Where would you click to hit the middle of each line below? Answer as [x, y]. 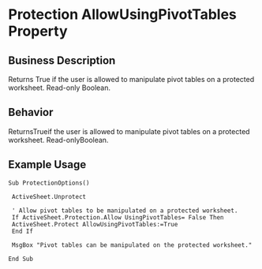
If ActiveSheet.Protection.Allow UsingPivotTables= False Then [118, 217]
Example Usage [47, 164]
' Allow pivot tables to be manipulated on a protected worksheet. [125, 211]
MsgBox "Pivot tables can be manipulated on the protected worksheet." [132, 245]
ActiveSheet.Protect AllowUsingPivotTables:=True [95, 224]
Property [38, 31]
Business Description [62, 60]
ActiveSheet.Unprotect [49, 196]
